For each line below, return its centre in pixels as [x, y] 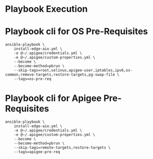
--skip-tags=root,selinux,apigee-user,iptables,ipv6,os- [73, 70]
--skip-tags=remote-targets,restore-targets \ [62, 148]
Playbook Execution [47, 9]
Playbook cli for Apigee [53, 98]
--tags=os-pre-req [33, 79]
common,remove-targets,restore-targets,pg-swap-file [60, 75]
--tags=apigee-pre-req [37, 152]
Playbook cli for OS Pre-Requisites [76, 32]
